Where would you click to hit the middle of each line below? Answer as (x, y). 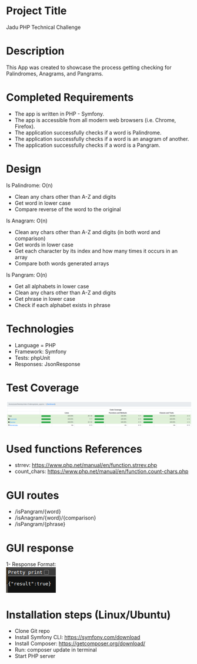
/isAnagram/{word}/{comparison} (55, 518)
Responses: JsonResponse (47, 364)
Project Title (36, 11)
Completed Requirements (70, 98)
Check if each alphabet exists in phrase (62, 305)
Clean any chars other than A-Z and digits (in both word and (87, 232)
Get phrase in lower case (45, 298)
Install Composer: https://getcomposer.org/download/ (80, 643)
